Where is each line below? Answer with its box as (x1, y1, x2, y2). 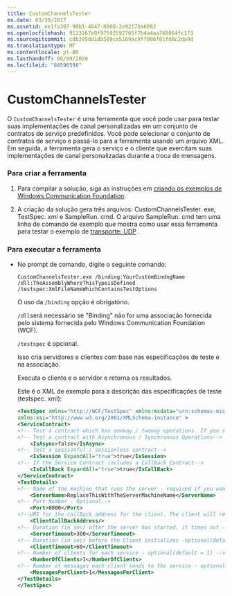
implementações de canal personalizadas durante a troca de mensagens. (7, 151, 217, 159)
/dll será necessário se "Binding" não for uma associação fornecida (17, 311, 213, 319)
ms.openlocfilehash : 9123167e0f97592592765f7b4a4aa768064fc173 (7, 29, 194, 37)
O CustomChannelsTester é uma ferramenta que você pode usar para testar (7, 114, 220, 123)
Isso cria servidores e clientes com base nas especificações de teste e (17, 353, 220, 361)
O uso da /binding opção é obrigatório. (17, 298, 130, 306)
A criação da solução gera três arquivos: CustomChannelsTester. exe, (17, 205, 216, 213)
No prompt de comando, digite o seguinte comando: (17, 261, 167, 269)
